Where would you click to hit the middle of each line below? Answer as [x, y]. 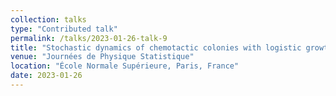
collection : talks [48, 19]
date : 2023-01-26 [46, 76]
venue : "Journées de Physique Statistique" [102, 57]
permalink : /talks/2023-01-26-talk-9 [89, 38]
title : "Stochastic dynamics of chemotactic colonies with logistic [156, 47]
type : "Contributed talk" [64, 29]
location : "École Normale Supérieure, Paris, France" [125, 66]
